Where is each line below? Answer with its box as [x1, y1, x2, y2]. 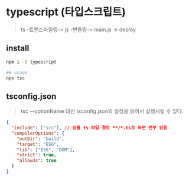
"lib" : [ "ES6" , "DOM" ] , [17, 146, 76, 153]
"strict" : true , [17, 152, 57, 158]
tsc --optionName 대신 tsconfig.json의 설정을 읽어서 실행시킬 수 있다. [20, 108, 184, 115]
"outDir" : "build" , [17, 136, 65, 142]
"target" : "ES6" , [17, 141, 60, 147]
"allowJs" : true [17, 158, 57, 164]
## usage [6, 69, 28, 75]
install [6, 44, 30, 54]
